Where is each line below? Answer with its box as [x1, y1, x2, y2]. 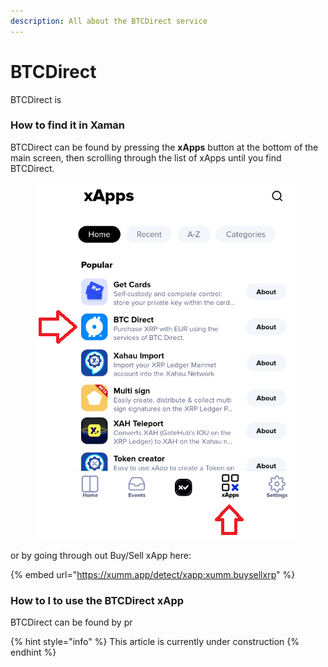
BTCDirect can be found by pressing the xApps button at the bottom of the [10, 141, 319, 153]
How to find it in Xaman [10, 118, 126, 132]
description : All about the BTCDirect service [10, 16, 208, 26]
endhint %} [10, 646, 57, 659]
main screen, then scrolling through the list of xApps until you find [10, 151, 282, 164]
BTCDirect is [10, 93, 62, 105]
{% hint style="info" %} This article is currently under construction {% [10, 636, 300, 648]
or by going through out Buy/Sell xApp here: [10, 549, 192, 561]
